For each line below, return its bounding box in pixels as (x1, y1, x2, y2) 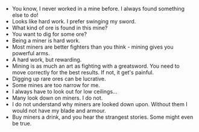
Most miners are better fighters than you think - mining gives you (11, 43, 174, 50)
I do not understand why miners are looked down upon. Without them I (11, 101, 188, 107)
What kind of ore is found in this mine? (11, 24, 108, 31)
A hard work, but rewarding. (11, 56, 82, 63)
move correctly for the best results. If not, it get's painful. (11, 69, 154, 76)
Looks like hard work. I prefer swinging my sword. (11, 18, 136, 25)
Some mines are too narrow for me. (11, 82, 101, 89)
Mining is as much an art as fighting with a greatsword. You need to (11, 62, 180, 70)
